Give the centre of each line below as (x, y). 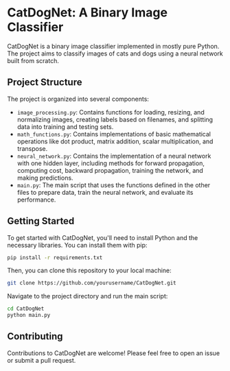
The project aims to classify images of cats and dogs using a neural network (115, 53)
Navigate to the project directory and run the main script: (88, 296)
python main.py (29, 315)
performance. (36, 200)
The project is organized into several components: (78, 99)
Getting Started (41, 221)
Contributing (35, 336)
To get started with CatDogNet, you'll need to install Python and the (103, 237)
